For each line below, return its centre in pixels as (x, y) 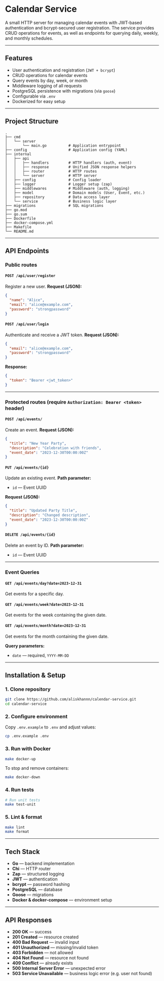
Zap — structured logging (38, 874)
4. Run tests (20, 790)
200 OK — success (32, 931)
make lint (15, 827)
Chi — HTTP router (31, 869)
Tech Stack (22, 852)
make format (17, 832)
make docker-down (23, 777)
